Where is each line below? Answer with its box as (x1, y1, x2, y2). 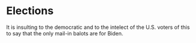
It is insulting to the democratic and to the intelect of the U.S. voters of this (6, 24, 190, 31)
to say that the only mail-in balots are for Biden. (6, 29, 123, 37)
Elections (6, 4, 54, 18)
